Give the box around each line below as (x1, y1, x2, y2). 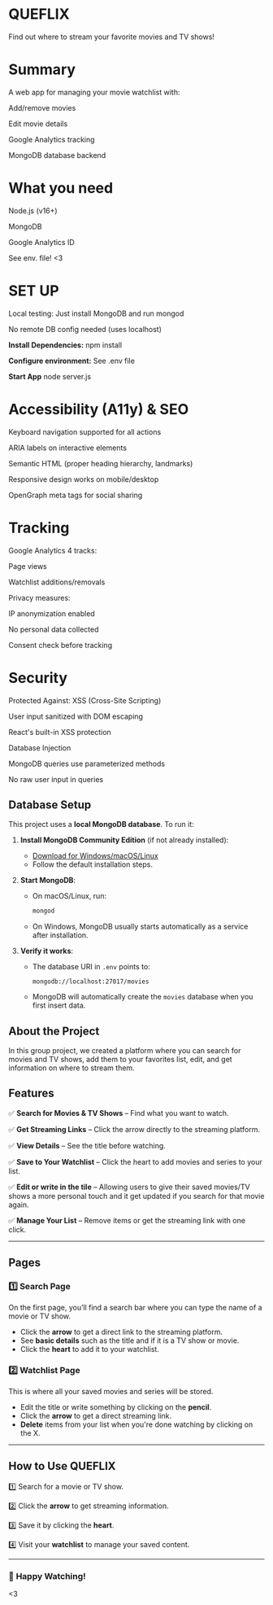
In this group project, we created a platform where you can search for (8, 1046, 241, 1056)
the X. (19, 1428, 41, 1437)
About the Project (8, 1024, 100, 1038)
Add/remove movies (8, 103, 76, 112)
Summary (8, 60, 76, 79)
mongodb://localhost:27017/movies (32, 977, 149, 986)
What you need (8, 179, 114, 198)
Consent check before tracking (8, 640, 112, 649)
